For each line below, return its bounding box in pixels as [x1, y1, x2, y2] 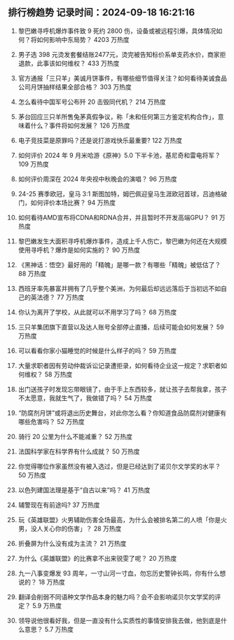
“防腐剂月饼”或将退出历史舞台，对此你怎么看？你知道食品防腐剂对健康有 [18, 409, 227, 417]
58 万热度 [44, 370, 73, 379]
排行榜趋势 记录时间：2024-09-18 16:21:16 [8, 6, 195, 19]
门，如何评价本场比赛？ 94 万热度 [18, 198, 116, 207]
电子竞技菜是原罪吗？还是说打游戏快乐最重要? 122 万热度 [18, 136, 183, 144]
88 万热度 [18, 269, 47, 278]
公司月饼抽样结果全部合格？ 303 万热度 [18, 83, 132, 91]
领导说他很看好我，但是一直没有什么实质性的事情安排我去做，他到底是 [18, 616, 221, 625]
